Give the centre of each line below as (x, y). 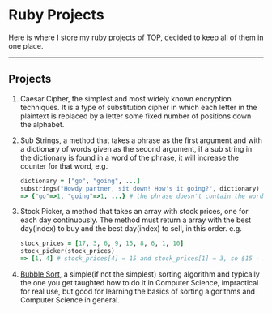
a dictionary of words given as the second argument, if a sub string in (136, 148)
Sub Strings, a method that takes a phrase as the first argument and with (141, 140)
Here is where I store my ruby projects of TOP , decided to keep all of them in (136, 37)
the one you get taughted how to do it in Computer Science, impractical (139, 283)
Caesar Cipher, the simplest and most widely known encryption (126, 98)
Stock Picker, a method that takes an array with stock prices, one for (134, 212)
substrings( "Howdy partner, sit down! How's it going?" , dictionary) (140, 188)
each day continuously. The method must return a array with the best (136, 220)
